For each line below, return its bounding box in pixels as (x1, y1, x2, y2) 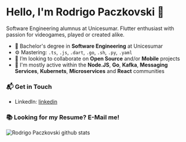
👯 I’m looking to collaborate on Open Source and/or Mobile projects (14, 55, 180, 62)
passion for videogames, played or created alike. (6, 31, 125, 38)
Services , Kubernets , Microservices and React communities (14, 67, 165, 74)
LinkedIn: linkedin (14, 98, 58, 105)
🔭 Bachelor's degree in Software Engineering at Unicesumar (14, 42, 164, 49)
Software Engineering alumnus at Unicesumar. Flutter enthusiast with (6, 25, 174, 32)
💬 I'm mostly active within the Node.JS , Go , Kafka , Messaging (14, 61, 168, 68)
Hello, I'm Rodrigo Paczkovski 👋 (6, 5, 164, 19)
